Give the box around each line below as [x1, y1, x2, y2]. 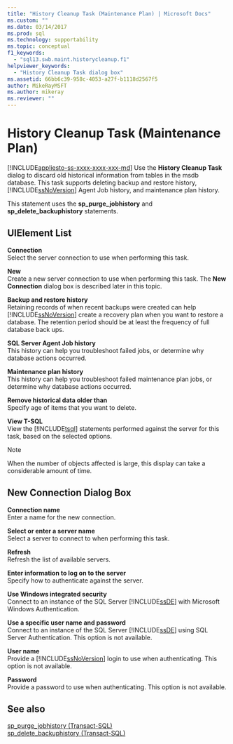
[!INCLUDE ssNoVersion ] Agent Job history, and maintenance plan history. [7, 185, 220, 194]
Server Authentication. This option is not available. [7, 633, 153, 642]
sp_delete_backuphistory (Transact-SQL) [7, 729, 126, 738]
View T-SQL [7, 417, 43, 425]
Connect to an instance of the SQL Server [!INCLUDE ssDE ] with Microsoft [7, 597, 220, 606]
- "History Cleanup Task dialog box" [13, 69, 124, 76]
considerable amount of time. [7, 466, 92, 474]
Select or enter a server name [7, 526, 96, 535]
